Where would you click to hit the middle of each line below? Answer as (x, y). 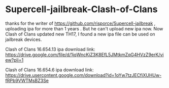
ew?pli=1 (14, 60)
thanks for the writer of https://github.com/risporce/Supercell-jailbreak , (80, 23)
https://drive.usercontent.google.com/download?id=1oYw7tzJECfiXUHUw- (83, 75)
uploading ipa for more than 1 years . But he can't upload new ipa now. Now (84, 28)
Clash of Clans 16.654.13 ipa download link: (50, 49)
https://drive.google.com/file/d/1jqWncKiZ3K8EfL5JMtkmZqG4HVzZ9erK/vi (84, 55)
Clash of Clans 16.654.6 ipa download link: (49, 70)
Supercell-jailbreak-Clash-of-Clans (81, 9)
